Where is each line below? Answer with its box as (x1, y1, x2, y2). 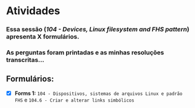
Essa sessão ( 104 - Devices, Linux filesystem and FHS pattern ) (6, 25, 190, 34)
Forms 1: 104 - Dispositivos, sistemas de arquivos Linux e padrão (14, 90, 183, 97)
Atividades (6, 4, 61, 18)
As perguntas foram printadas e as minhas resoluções (6, 48, 164, 57)
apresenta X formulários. (6, 32, 80, 41)
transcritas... (6, 56, 45, 64)
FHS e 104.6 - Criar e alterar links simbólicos (14, 96, 134, 103)
